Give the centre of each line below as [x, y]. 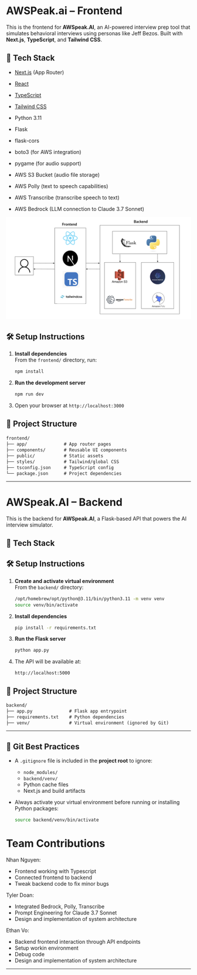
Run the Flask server [40, 639]
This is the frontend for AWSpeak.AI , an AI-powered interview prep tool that [98, 27]
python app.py [32, 651]
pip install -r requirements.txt [55, 628]
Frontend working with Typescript [55, 871]
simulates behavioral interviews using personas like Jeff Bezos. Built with [94, 33]
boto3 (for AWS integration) [48, 152]
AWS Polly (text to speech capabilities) [61, 186]
